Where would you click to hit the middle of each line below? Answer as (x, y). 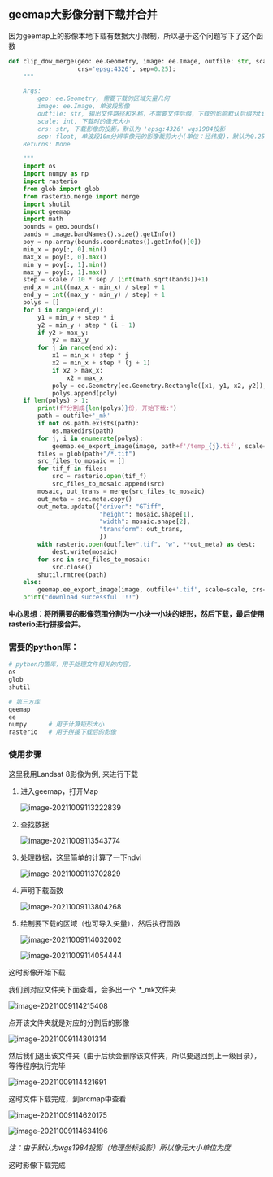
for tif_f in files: (72, 469)
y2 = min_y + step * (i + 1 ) (87, 325)
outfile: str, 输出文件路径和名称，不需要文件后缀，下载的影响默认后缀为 (148, 114)
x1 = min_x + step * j (90, 355)
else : (32, 582)
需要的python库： (44, 647)
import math (43, 219)
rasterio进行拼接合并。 (47, 624)
